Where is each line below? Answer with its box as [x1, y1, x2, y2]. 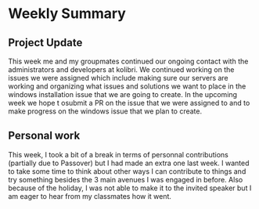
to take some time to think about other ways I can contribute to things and [8, 166, 246, 176]
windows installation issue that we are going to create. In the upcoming [8, 90, 237, 99]
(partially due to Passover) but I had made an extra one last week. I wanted [8, 158, 250, 168]
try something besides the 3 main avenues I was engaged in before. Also [8, 175, 243, 184]
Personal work [8, 129, 81, 142]
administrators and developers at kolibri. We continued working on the [8, 65, 235, 74]
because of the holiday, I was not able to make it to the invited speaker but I [8, 183, 252, 193]
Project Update [8, 36, 83, 49]
